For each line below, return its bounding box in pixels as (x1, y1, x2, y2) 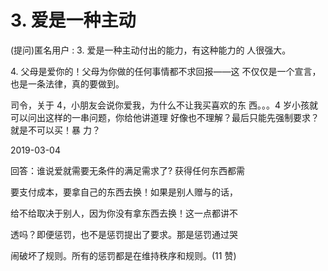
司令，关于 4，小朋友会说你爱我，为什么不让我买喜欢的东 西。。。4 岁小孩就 (10, 99, 318, 111)
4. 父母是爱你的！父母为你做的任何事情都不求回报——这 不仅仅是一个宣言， (10, 65, 322, 77)
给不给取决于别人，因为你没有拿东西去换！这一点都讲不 (10, 207, 238, 219)
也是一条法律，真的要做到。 (10, 77, 125, 90)
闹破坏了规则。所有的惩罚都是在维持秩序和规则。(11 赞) (10, 249, 237, 261)
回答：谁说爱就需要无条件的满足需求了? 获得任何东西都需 (10, 164, 246, 176)
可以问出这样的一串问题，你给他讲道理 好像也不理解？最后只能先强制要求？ (10, 111, 320, 123)
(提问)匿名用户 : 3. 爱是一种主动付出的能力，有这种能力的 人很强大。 (10, 44, 292, 56)
